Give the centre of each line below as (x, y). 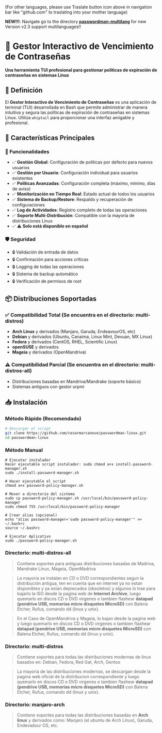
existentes (22, 178)
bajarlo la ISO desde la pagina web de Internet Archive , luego (79, 593)
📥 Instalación (26, 403)
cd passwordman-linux (27, 438)
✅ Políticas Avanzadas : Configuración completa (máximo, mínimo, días (84, 183)
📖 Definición (24, 90)
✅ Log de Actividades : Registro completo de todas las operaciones (79, 210)
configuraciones (28, 205)
